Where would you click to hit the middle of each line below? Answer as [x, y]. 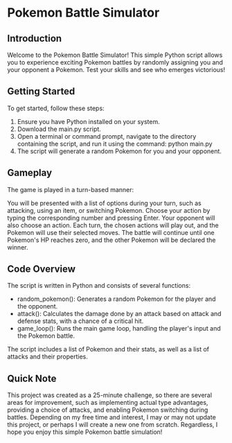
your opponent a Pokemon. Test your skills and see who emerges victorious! [116, 70]
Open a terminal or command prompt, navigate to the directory [107, 136]
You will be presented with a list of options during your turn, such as [105, 203]
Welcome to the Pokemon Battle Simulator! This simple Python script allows [115, 55]
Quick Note [32, 378]
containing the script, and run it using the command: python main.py [115, 144]
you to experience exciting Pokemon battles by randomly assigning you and [115, 62]
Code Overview [42, 269]
